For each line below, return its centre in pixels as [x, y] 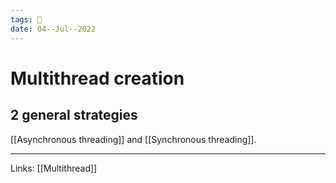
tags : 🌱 [26, 19]
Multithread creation [97, 78]
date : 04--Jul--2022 [53, 29]
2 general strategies [74, 115]
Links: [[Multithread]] [54, 168]
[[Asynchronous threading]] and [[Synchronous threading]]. [133, 139]
